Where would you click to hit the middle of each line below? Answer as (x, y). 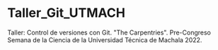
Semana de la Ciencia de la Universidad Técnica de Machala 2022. (105, 39)
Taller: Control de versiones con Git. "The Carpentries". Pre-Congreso (109, 32)
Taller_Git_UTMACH (67, 13)
